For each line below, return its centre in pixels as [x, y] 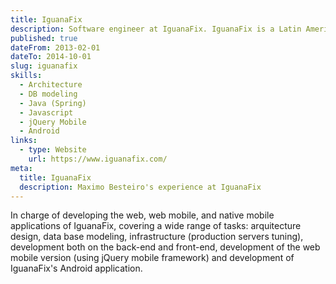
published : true [44, 38]
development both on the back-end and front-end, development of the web [165, 247]
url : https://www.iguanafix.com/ [98, 159]
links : [24, 141]
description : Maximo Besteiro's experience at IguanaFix [140, 187]
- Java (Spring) [53, 103]
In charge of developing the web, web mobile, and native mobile [142, 215]
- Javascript [46, 112]
